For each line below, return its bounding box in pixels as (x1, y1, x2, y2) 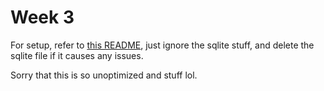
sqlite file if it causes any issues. (10, 49, 144, 61)
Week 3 (10, 6, 75, 29)
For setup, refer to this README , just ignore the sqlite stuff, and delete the (10, 39, 315, 51)
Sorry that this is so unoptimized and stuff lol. (10, 69, 198, 81)
